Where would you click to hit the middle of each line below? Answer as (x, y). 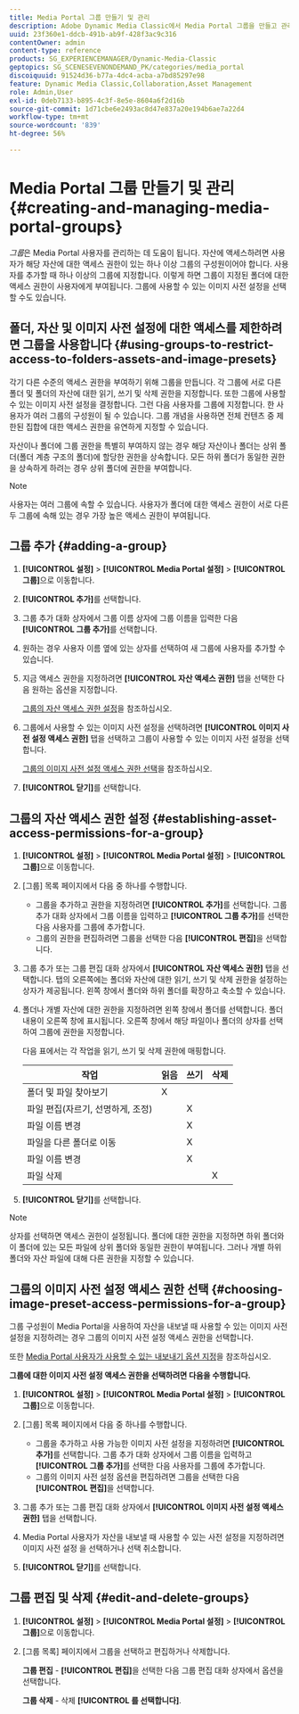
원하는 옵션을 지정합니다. (75, 690)
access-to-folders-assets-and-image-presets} (143, 359)
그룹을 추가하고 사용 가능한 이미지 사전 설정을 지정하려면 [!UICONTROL (160, 1444)
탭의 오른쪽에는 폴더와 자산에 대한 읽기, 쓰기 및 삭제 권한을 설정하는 (172, 980)
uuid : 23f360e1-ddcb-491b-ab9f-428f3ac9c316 (93, 34)
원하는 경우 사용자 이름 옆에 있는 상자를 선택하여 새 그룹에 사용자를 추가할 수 (154, 649)
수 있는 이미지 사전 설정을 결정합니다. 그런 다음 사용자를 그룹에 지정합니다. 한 (142, 404)
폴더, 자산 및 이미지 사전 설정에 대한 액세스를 (123, 328)
